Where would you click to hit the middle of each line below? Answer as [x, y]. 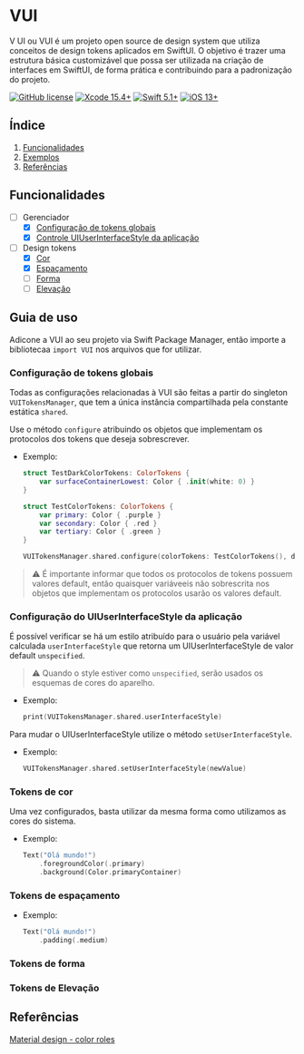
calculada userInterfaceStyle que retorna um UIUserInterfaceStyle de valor [152, 646]
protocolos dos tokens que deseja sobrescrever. [100, 439]
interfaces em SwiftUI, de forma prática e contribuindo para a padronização [151, 70]
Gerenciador [46, 217]
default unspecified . [47, 656]
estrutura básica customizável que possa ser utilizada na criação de [137, 60]
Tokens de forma [48, 963]
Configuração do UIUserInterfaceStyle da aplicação [126, 616]
